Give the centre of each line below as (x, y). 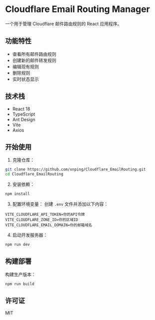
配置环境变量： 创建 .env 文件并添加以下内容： (60, 204)
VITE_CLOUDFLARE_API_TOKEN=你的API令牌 (45, 214)
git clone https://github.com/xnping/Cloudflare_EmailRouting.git (76, 170)
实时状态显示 (25, 79)
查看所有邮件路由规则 (34, 54)
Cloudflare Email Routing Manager (78, 9)
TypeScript (24, 114)
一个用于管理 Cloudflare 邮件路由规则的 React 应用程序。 (64, 24)
